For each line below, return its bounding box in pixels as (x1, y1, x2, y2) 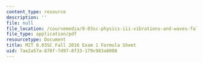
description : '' (6, 14, 47, 20)
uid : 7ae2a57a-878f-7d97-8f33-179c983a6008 (6, 48, 118, 54)
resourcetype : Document (6, 37, 66, 43)
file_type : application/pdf (6, 31, 77, 37)
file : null (6, 20, 34, 26)
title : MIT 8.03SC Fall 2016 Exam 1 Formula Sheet (6, 43, 137, 49)
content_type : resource (6, 8, 66, 15)
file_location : (6, 25, 45, 32)
